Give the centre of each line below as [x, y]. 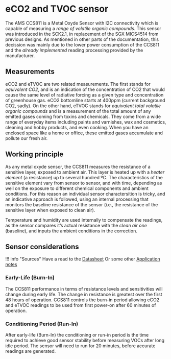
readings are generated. [31, 351]
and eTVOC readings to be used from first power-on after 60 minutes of [81, 305]
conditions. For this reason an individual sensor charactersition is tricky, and [85, 194]
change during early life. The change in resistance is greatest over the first [84, 294]
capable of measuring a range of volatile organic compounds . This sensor [83, 28]
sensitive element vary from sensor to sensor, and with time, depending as [84, 183]
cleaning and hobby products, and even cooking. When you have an [77, 127]
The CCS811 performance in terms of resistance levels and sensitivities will [84, 289]
